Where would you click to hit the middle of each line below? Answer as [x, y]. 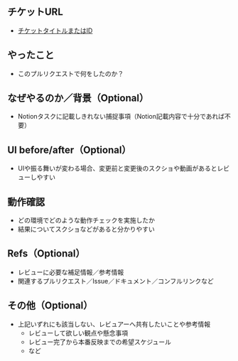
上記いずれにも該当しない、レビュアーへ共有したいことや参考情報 [114, 324]
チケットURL [36, 12]
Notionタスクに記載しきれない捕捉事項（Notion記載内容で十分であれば [121, 117]
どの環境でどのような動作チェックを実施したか [86, 220]
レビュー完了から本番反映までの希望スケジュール [100, 342]
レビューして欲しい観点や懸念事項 [78, 333]
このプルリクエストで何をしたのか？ [71, 73]
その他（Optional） [50, 306]
